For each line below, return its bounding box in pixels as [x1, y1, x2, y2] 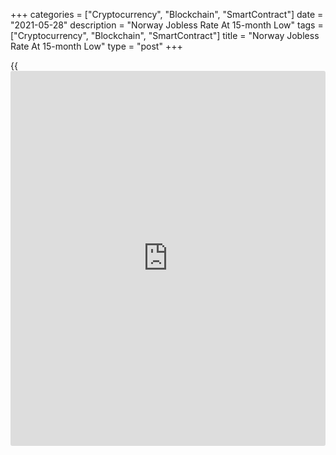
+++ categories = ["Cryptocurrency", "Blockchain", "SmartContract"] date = [10, 9, 324, 20]
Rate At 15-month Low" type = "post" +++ [10, 40, 183, 52]
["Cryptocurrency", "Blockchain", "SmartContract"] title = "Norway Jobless [10, 30, 320, 41]
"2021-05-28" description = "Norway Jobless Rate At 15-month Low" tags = [10, 19, 324, 31]
